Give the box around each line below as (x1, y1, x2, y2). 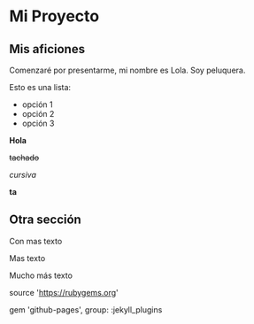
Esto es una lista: (9, 82, 72, 92)
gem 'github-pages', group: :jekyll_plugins (9, 304, 163, 315)
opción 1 (21, 99, 53, 110)
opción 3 (21, 118, 55, 128)
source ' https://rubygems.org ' (9, 287, 119, 297)
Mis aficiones (9, 42, 86, 57)
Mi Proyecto (9, 6, 100, 27)
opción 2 (21, 109, 55, 119)
